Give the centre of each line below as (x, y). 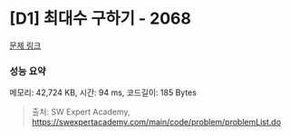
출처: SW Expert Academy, (81, 112)
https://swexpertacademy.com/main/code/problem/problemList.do (156, 122)
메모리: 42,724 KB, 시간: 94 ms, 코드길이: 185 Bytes (103, 92)
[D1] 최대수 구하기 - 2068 (101, 19)
